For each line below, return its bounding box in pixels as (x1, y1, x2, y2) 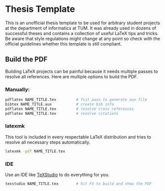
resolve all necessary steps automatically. (5, 139, 91, 145)
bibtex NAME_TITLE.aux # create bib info (5, 101, 114, 107)
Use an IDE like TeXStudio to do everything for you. (5, 172, 110, 178)
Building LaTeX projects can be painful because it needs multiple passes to (5, 68, 158, 74)
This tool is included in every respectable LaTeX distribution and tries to (5, 134, 151, 140)
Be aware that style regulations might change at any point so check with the (5, 36, 160, 42)
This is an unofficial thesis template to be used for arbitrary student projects (5, 20, 160, 26)
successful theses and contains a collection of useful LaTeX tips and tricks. (5, 30, 159, 36)
